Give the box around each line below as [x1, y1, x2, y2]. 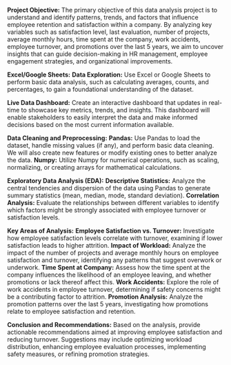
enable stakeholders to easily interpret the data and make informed [7, 113, 198, 121]
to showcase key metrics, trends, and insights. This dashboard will [21, 106, 210, 114]
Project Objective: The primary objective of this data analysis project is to [7, 6, 218, 14]
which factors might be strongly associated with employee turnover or [7, 206, 207, 214]
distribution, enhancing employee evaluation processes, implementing [7, 343, 207, 351]
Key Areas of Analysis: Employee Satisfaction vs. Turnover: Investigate [7, 227, 215, 235]
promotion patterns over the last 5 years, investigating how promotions [7, 300, 209, 308]
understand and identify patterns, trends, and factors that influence [7, 13, 199, 21]
